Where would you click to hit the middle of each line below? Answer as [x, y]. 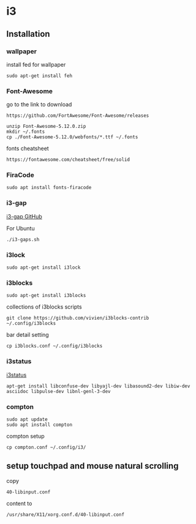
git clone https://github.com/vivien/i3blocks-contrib [78, 318]
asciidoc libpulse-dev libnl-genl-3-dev [59, 391]
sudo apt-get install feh [39, 76]
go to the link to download [39, 105]
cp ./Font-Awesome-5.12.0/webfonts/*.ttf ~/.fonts [72, 137]
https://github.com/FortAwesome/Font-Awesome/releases [78, 116]
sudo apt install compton [39, 425]
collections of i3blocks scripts [44, 307]
